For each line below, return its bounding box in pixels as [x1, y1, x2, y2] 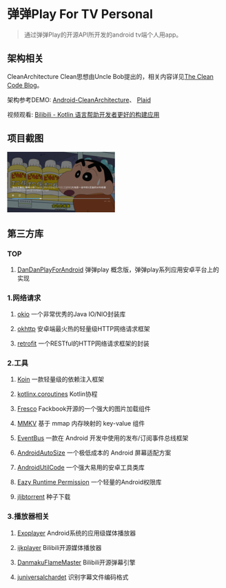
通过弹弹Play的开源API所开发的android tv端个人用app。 [23, 30, 183, 39]
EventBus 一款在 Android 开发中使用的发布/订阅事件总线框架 [17, 434, 189, 442]
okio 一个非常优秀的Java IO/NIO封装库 [17, 310, 126, 319]
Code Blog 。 [7, 81, 43, 89]
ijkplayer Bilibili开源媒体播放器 [17, 543, 102, 551]
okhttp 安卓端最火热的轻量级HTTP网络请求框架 [17, 325, 150, 333]
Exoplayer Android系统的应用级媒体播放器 [17, 529, 136, 537]
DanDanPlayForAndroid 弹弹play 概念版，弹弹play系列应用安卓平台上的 [17, 265, 219, 274]
